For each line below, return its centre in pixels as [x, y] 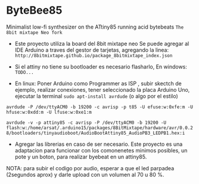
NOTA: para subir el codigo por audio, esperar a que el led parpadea [90, 168]
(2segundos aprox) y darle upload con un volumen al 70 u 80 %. [85, 174]
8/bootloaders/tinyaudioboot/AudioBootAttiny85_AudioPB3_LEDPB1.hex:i [96, 133]
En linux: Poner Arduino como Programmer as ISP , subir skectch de [98, 83]
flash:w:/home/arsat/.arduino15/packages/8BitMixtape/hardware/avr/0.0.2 [100, 128]
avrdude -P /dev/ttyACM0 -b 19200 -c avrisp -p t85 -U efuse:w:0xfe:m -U [100, 107]
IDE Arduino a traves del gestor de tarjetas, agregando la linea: [91, 50]
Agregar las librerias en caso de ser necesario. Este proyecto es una [99, 144]
